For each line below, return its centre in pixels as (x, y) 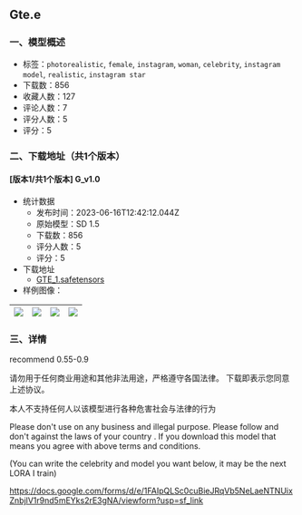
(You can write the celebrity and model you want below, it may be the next (148, 464)
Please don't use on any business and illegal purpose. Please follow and (144, 427)
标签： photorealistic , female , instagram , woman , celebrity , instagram (151, 63)
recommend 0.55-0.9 (49, 360)
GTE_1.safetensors (70, 279)
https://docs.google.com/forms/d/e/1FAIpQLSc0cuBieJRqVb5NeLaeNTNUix (151, 491)
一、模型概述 (38, 43)
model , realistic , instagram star (84, 74)
